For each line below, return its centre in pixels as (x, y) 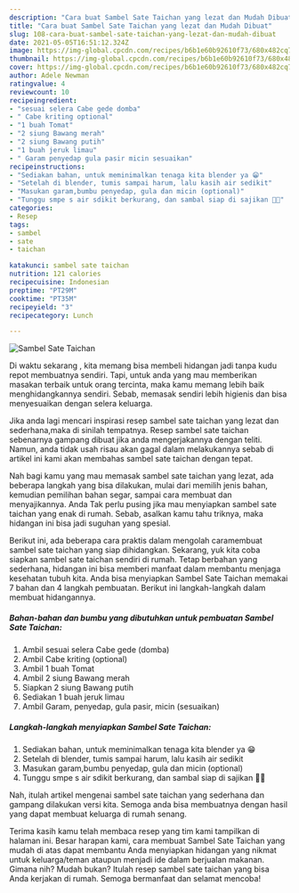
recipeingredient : (43, 100)
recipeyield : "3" (41, 307)
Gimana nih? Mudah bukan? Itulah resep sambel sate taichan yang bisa (139, 869)
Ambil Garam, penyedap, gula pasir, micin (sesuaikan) (121, 707)
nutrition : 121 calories (55, 274)
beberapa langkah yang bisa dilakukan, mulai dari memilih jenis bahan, (139, 486)
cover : (21, 68)
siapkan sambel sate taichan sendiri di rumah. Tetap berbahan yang (133, 560)
